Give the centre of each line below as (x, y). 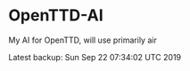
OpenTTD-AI (56, 16)
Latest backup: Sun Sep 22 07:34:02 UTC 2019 (95, 57)
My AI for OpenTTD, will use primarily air (83, 40)
